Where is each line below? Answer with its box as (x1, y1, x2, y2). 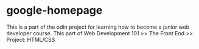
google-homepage (6, 4, 103, 17)
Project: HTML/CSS (6, 36, 55, 43)
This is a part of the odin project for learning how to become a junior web (6, 23, 190, 30)
